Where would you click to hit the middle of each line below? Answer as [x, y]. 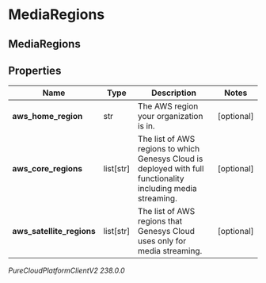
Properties [35, 70]
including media [167, 189]
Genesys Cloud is [170, 159]
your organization [170, 117]
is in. [146, 126]
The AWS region [168, 106]
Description [174, 93]
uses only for [162, 241]
